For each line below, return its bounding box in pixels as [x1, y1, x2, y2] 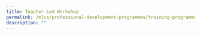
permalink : [6, 14, 33, 20]
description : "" [6, 20, 47, 26]
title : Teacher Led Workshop [6, 8, 79, 15]
